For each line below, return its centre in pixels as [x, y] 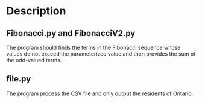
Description [36, 11]
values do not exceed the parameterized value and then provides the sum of [101, 54]
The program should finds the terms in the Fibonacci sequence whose [93, 47]
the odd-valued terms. [34, 60]
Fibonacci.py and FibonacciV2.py [71, 33]
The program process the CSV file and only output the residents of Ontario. [100, 93]
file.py [19, 79]
